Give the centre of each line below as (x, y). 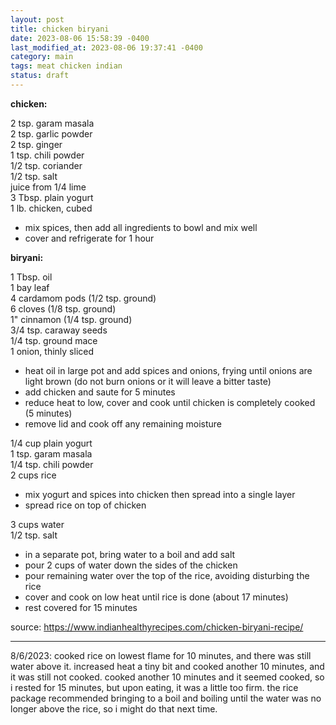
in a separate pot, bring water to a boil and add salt (130, 554)
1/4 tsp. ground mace (54, 340)
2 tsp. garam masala (52, 123)
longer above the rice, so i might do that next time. (114, 708)
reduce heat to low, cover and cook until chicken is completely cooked (170, 402)
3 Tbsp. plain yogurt (52, 197)
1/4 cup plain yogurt (51, 443)
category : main (42, 57)
